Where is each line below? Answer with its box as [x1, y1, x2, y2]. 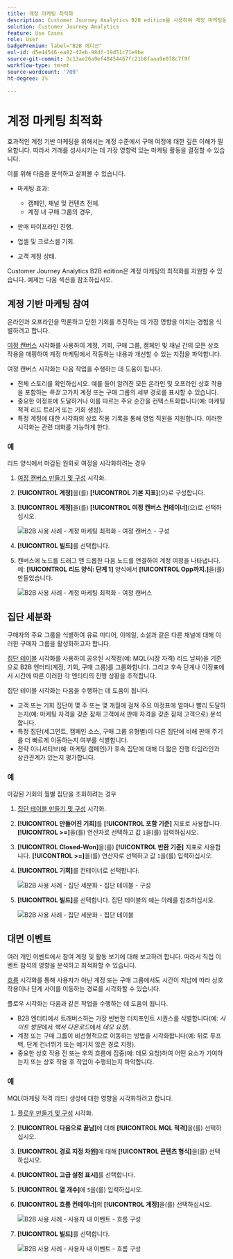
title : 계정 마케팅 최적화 [7, 10, 74, 17]
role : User [7, 36, 39, 43]
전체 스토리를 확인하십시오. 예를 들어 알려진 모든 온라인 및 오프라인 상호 [17, 380, 210, 388]
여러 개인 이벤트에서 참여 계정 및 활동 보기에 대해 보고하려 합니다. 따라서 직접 [7, 952, 214, 961]
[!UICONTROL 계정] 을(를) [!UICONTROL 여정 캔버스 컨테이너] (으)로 [17, 504, 203, 512]
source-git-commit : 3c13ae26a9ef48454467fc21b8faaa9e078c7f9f [7, 56, 191, 63]
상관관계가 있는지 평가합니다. [17, 753, 96, 762]
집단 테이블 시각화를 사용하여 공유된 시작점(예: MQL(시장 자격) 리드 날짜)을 [7, 655, 209, 663]
